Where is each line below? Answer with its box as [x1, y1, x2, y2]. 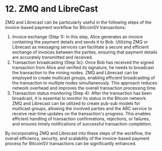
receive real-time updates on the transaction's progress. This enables [12, 110, 151, 116]
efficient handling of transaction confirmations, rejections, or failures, [12, 116, 150, 122]
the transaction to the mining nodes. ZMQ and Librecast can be [12, 69, 138, 75]
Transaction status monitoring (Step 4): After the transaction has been [12, 90, 152, 96]
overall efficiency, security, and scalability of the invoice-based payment [5, 135, 150, 141]
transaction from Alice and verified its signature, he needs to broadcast [12, 64, 154, 70]
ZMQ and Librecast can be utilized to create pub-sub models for [12, 100, 140, 106]
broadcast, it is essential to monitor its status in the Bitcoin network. [12, 95, 147, 101]
